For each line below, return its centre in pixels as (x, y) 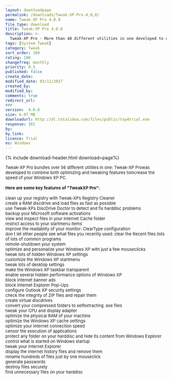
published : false (24, 72)
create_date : (19, 77)
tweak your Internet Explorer (33, 347)
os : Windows (18, 143)
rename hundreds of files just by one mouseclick (53, 357)
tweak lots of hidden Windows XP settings (47, 254)
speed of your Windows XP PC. (36, 178)
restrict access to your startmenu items (44, 224)
